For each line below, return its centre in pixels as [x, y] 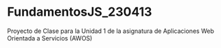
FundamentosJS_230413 [80, 12]
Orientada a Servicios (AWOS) [50, 38]
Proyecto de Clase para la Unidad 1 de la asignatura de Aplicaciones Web [110, 31]
